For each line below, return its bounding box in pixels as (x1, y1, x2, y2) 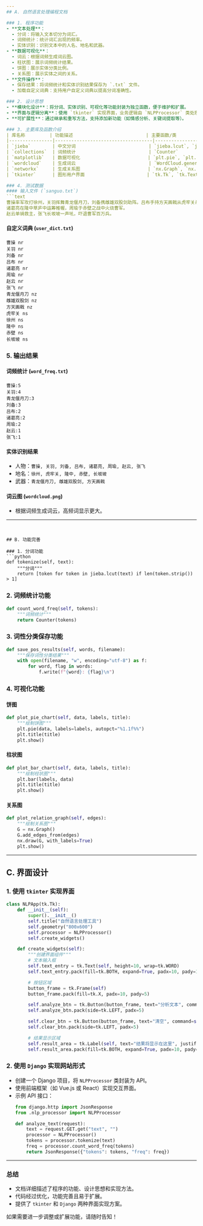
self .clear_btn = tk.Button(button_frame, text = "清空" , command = (28, 1018, 195, 1024)
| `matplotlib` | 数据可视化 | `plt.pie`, (6, 155, 181, 161)
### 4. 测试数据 (6, 183, 43, 189)
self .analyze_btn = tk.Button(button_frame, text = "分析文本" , (28, 1002, 184, 1008)
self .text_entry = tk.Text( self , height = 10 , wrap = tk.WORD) (28, 963, 180, 969)
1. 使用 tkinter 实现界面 (6, 887, 75, 895)
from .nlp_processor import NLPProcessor (14, 1109, 121, 1116)
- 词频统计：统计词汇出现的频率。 (11, 37, 85, 43)
